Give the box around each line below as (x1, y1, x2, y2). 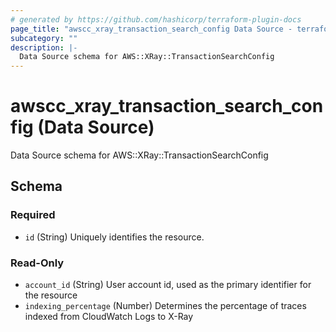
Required (10, 208, 56, 222)
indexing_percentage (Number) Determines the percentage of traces (24, 300, 307, 312)
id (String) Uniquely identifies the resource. (24, 231, 205, 243)
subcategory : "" (10, 33, 78, 43)
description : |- (10, 42, 78, 53)
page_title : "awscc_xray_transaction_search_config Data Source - (10, 24, 293, 34)
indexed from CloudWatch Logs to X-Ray (24, 311, 194, 323)
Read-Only (10, 256, 65, 270)
